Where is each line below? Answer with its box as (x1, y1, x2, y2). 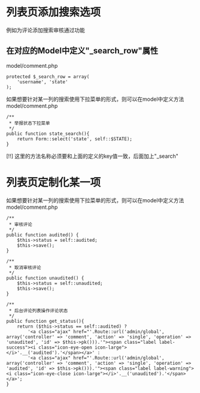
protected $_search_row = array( (6, 73, 90, 80)
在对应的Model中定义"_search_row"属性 (6, 46, 159, 56)
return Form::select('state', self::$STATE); (17, 136, 133, 142)
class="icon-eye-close (14, 370, 71, 377)
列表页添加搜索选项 (6, 5, 101, 19)
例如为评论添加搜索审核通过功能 (6, 26, 85, 34)
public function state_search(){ (6, 130, 90, 137)
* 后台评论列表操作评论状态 (8, 307, 68, 314)
